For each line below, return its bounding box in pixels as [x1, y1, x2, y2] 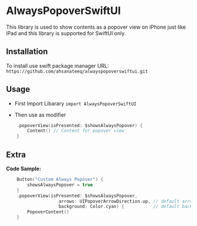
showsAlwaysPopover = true [27, 182, 93, 188]
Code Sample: [6, 165, 42, 172]
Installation [6, 47, 48, 57]
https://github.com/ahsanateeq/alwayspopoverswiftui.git [6, 69, 148, 74]
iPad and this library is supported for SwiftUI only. [6, 29, 126, 36]
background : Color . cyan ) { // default [58, 204, 180, 210]
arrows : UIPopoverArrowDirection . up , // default [58, 198, 180, 204]
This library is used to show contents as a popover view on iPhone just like [6, 23, 186, 30]
